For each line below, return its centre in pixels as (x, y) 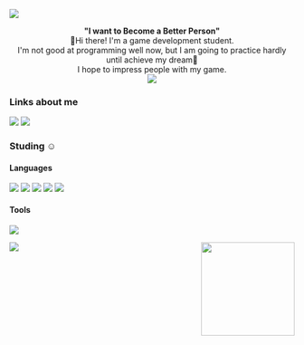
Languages (31, 168)
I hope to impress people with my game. (152, 69)
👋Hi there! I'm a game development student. (152, 40)
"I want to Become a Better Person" (152, 31)
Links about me (44, 101)
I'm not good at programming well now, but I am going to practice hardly (152, 50)
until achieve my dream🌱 (152, 60)
